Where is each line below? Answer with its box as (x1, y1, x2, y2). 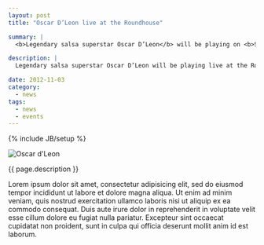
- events (15, 112, 44, 120)
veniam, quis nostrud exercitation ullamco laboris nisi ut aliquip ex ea (8, 196, 231, 206)
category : (8, 83, 41, 91)
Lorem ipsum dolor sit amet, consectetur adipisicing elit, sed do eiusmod (8, 180, 244, 189)
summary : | (8, 33, 44, 41)
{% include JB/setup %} (8, 134, 86, 144)
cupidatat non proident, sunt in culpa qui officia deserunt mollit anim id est (8, 221, 249, 231)
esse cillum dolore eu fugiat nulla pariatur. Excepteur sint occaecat (8, 213, 224, 222)
